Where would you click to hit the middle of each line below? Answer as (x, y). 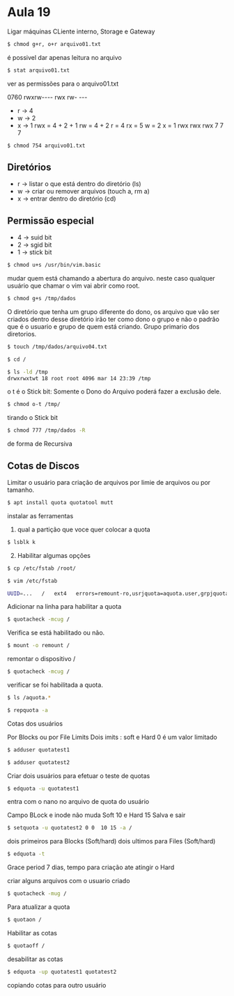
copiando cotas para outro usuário (57, 985)
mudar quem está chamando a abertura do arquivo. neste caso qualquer (111, 279)
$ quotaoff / (26, 946)
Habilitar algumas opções (54, 555)
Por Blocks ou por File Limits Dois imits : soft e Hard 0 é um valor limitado (112, 737)
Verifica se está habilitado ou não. (56, 633)
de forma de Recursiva (40, 444)
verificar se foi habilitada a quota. (55, 685)
